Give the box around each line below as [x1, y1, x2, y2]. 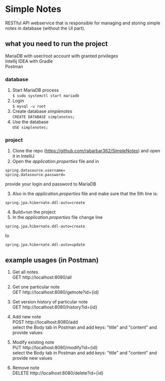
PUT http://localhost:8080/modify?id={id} [12, 345, 98, 351]
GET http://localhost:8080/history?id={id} [12, 304, 98, 310]
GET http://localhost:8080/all [12, 275, 72, 281]
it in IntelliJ [12, 153, 35, 159]
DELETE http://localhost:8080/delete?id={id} [12, 370, 104, 376]
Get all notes [12, 269, 39, 275]
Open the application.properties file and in [12, 158, 99, 165]
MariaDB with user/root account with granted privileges [5, 53, 118, 59]
